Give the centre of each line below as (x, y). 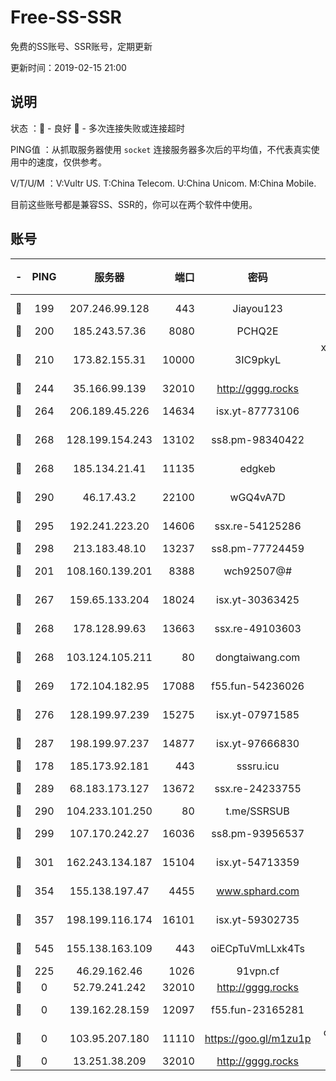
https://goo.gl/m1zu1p (258, 1038)
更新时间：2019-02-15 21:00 (68, 67)
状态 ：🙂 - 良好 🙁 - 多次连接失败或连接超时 (97, 128)
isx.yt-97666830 (258, 743)
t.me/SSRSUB (257, 811)
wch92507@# (258, 571)
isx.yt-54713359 (258, 862)
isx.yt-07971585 (258, 714)
